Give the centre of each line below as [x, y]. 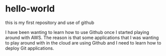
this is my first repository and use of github [50, 22]
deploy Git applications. [30, 48]
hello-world [30, 9]
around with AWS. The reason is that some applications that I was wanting [82, 37]
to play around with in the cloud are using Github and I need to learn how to [83, 42]
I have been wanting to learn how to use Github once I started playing [77, 32]
